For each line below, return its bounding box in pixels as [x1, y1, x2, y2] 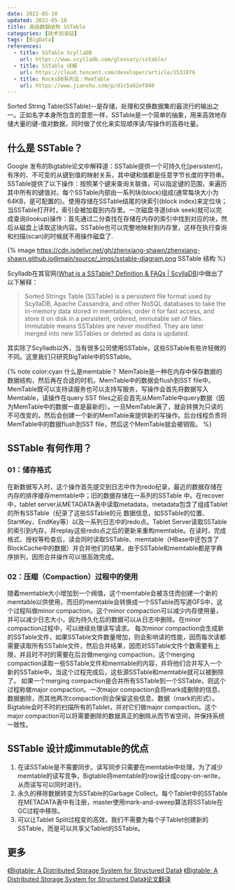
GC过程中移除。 [17, 807, 64, 815]
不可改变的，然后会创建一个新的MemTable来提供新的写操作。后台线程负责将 [7, 411, 227, 420]
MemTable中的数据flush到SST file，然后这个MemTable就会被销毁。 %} [7, 420, 212, 428]
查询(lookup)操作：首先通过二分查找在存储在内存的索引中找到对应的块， [13, 214, 222, 223]
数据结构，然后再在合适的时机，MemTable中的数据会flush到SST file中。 [7, 376, 215, 385]
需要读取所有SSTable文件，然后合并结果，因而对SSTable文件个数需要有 [7, 642, 214, 650]
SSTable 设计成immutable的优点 [7, 743, 149, 755]
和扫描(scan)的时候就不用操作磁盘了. [7, 232, 113, 240]
